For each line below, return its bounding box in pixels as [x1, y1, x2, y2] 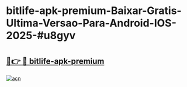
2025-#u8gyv [6, 29, 76, 42]
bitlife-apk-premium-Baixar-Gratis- [6, 4, 182, 18]
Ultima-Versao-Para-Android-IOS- [6, 16, 177, 30]
